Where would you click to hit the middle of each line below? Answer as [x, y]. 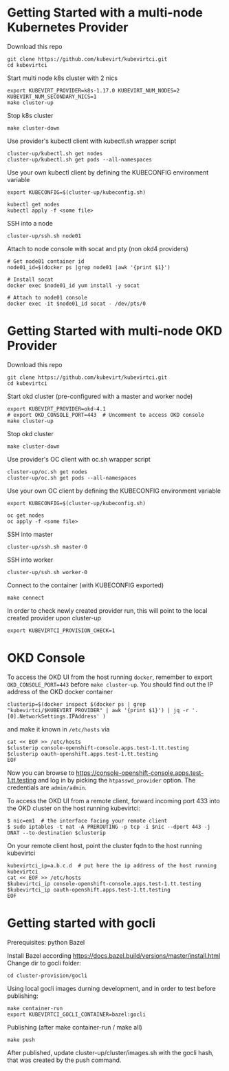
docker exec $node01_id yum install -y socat [73, 285]
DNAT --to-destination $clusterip [57, 833]
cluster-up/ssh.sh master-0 [47, 547]
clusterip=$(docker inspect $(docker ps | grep [77, 704]
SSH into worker [30, 560]
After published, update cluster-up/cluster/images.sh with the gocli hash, [111, 1052]
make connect [26, 598]
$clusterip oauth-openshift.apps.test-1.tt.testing [83, 754]
